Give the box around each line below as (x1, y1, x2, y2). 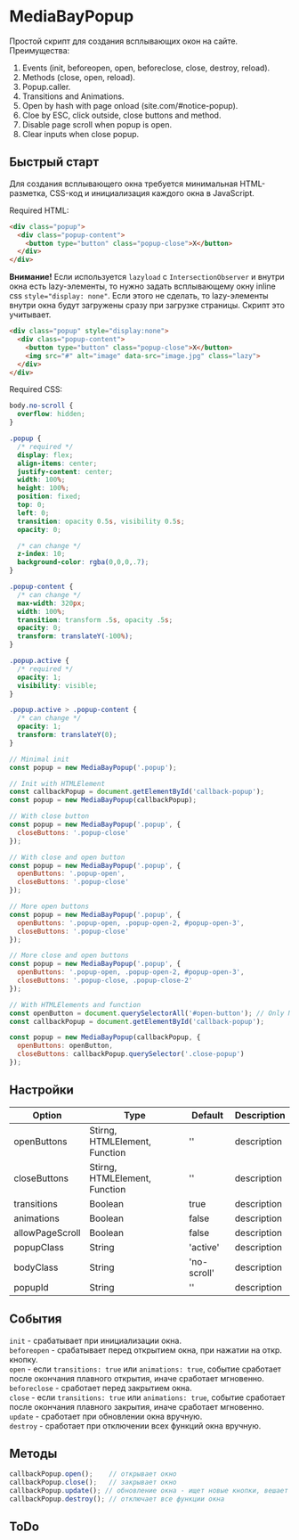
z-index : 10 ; (17, 550, 66, 559)
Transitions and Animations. (21, 91, 125, 102)
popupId (13, 1281, 49, 1293)
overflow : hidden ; (17, 410, 86, 419)
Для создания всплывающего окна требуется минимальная (9, 178, 238, 189)
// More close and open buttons (9, 951, 129, 960)
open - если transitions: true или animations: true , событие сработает (9, 1364, 282, 1374)
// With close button (9, 812, 90, 821)
